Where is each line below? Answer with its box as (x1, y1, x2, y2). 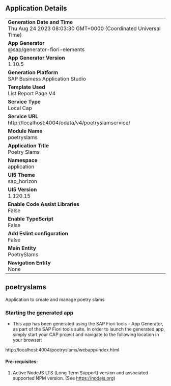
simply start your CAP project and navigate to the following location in (12, 331, 159, 338)
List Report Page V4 (8, 90, 56, 97)
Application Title (8, 142, 49, 149)
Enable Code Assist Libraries (8, 201, 80, 208)
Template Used (8, 84, 46, 91)
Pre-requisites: (5, 359, 38, 365)
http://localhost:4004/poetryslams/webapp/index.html (5, 346, 120, 353)
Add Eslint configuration (8, 230, 69, 237)
